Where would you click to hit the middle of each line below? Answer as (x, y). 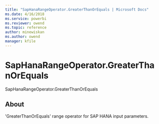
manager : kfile (20, 41)
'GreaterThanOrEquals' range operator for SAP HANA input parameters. (77, 116)
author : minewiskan (25, 32)
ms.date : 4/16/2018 (25, 14)
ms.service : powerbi (26, 18)
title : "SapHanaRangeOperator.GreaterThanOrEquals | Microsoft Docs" (77, 9)
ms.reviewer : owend (25, 23)
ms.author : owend (23, 37)
